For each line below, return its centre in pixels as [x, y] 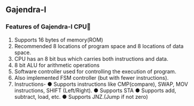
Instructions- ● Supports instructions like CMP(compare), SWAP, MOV [101, 84]
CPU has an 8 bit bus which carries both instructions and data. [91, 58]
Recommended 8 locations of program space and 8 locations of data [99, 46]
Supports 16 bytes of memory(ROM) [59, 40]
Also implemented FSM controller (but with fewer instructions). [91, 77]
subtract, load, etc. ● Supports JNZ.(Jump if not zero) [81, 96]
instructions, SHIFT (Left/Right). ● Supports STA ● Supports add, [95, 90]
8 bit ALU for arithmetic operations [57, 65]
